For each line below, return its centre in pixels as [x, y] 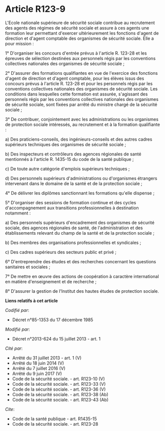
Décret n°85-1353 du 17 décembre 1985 [53, 320]
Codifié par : [17, 310]
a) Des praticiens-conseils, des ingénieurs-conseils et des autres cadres [79, 139]
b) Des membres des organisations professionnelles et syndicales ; [73, 243]
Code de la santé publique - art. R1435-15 [54, 419]
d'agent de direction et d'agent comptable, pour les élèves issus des [75, 78]
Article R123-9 [35, 9]
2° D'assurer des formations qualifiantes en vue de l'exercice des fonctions [82, 73]
